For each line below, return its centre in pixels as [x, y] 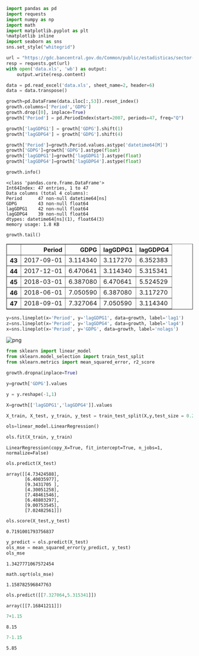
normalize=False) [28, 453]
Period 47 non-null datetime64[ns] [57, 198]
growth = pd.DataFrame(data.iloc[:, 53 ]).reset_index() [73, 102]
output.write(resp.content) [51, 74]
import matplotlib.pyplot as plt [47, 31]
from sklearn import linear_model [49, 351]
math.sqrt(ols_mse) [30, 574]
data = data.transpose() [37, 91]
